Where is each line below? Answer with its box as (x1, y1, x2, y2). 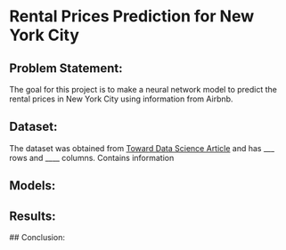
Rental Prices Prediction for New (9, 6, 255, 27)
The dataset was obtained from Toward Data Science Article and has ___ (9, 142, 274, 153)
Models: (9, 178, 56, 193)
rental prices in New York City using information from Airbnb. (9, 93, 233, 104)
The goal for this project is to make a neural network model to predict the (9, 85, 278, 94)
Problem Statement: (9, 60, 123, 76)
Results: (9, 208, 56, 223)
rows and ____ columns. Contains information (9, 152, 175, 163)
